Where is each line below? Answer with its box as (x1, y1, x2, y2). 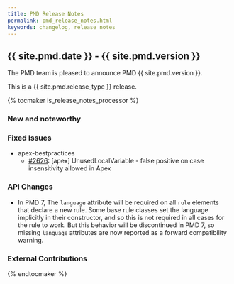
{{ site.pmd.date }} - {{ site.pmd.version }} (7, 50, 201, 62)
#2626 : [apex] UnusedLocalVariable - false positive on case (28, 157, 204, 165)
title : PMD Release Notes (7, 10, 84, 18)
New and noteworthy (7, 114, 82, 124)
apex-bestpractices (17, 149, 75, 158)
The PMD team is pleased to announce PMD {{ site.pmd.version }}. (7, 69, 203, 77)
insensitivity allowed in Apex (28, 164, 111, 173)
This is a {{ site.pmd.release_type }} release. (7, 82, 137, 91)
